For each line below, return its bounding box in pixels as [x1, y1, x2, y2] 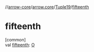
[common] [5, 37, 26, 42]
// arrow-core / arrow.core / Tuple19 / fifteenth [5, 4, 89, 10]
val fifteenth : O [5, 42, 35, 48]
